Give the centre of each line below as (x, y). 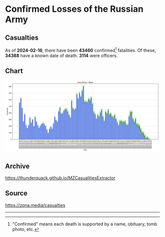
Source (16, 193)
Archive (17, 166)
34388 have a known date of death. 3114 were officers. (61, 56)
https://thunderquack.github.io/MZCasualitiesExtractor (60, 178)
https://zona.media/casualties (35, 205)
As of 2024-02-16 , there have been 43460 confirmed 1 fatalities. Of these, (81, 50)
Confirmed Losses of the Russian (74, 9)
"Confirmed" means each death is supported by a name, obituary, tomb (85, 224)
